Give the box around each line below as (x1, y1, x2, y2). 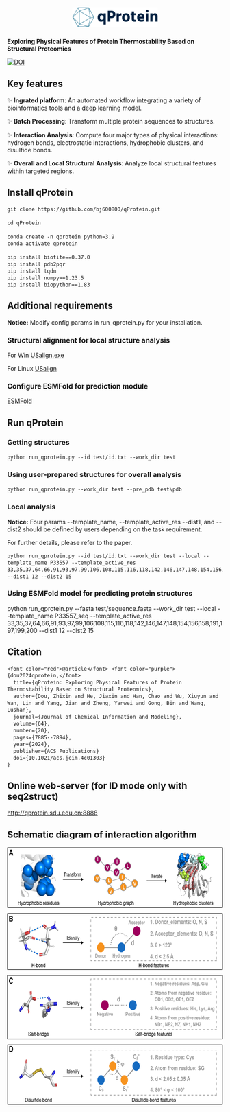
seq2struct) (7, 791, 59, 802)
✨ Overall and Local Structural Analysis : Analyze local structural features (7, 159, 217, 167)
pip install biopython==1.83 (7, 281, 90, 288)
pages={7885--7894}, (13, 734, 72, 741)
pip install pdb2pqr (7, 261, 66, 268)
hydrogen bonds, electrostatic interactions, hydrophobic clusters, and (7, 139, 204, 147)
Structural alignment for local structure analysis (7, 335, 170, 345)
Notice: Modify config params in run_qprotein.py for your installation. (7, 318, 203, 326)
